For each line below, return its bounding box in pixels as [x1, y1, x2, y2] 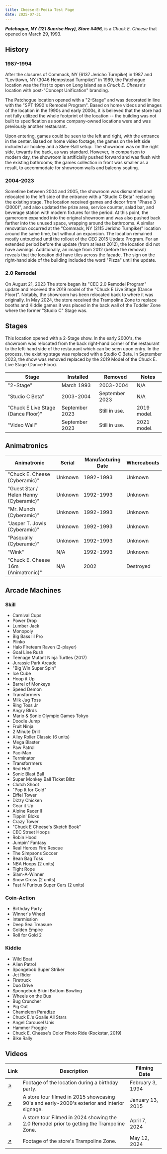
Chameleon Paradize [12, 1009, 56, 1015]
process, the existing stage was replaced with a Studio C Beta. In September [5, 351, 162, 357]
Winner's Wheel [12, 911, 46, 917]
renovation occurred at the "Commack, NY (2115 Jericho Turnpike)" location [5, 225, 161, 231]
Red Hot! [12, 766, 31, 772]
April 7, [130, 1117, 147, 1124]
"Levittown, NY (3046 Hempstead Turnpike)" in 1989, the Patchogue [5, 77, 146, 83]
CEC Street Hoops [12, 829, 50, 835]
